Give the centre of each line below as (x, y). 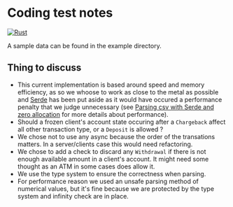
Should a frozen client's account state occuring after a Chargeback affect (121, 122)
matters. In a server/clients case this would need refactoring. (105, 144)
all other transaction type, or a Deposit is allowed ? (90, 129)
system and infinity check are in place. (73, 196)
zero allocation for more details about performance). (93, 114)
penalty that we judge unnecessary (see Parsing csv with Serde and (116, 107)
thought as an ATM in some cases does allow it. (86, 166)
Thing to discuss (44, 68)
